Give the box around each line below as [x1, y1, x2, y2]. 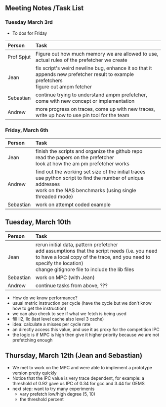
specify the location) [35, 260, 83, 267]
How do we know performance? [12, 295, 78, 301]
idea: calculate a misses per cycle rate [12, 321, 90, 327]
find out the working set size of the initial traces [35, 168, 146, 175]
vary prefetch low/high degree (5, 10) [19, 391, 95, 397]
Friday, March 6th [5, 127, 48, 134]
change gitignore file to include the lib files [35, 266, 134, 272]
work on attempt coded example [35, 201, 111, 208]
